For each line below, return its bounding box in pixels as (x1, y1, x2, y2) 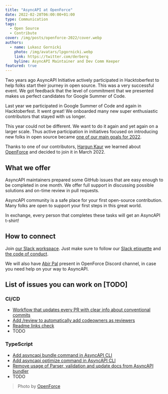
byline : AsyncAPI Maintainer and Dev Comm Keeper (14, 59, 120, 64)
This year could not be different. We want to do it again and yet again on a (5, 123, 158, 129)
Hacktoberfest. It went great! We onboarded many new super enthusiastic (5, 108, 158, 114)
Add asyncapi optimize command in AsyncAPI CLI (12, 357, 116, 363)
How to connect (5, 232, 56, 241)
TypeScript (5, 341, 33, 348)
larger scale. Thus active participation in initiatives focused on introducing (5, 128, 158, 135)
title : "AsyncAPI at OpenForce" (5, 7, 73, 13)
